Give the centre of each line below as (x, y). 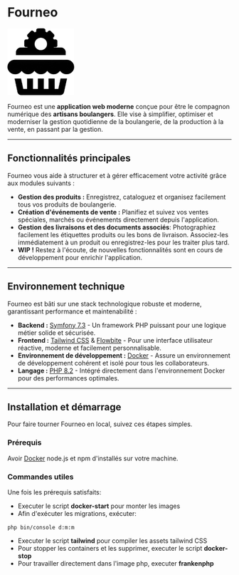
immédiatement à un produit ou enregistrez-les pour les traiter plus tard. (123, 242)
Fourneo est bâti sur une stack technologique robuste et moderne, (105, 304)
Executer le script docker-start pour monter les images (99, 506)
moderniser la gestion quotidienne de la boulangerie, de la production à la (116, 121)
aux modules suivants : (41, 183)
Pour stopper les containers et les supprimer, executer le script (110, 548)
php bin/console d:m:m (41, 527)
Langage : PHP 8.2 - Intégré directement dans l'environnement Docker (121, 371)
